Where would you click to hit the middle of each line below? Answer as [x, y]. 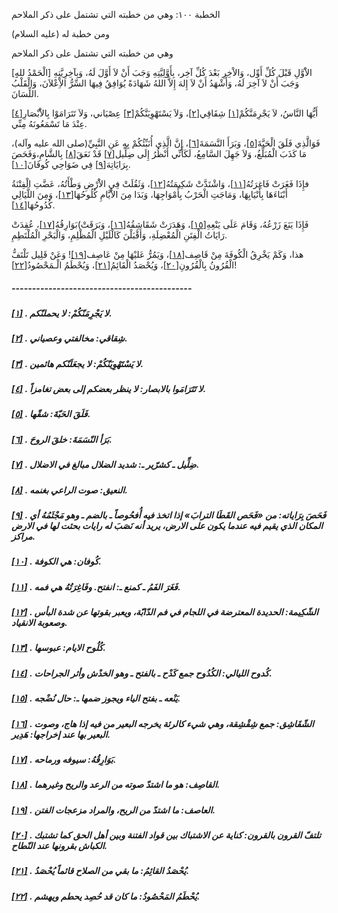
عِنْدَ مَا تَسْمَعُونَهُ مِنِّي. [49, 123]
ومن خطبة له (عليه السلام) [60, 33]
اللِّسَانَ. [25, 93]
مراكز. [23, 536]
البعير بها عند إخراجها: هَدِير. [61, 734]
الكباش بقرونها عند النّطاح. [59, 846]
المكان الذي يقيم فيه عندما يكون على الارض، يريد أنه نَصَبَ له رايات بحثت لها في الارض [167, 525]
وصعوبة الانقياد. [39, 623]
